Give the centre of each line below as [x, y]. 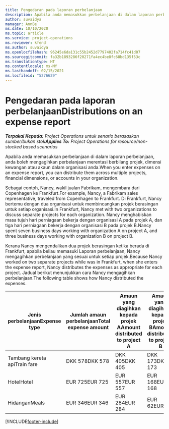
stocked [14, 146]
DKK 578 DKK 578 [88, 361]
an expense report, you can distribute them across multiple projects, [76, 173]
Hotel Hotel [20, 382]
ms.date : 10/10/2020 [27, 29]
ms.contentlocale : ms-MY [31, 66]
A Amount [129, 327]
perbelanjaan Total [88, 321]
